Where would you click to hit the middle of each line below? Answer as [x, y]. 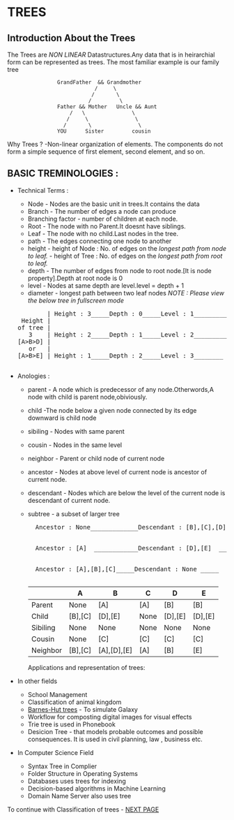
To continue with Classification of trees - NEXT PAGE [83, 809]
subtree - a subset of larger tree [73, 513]
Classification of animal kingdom [75, 702]
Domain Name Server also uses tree [79, 796]
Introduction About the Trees [71, 38]
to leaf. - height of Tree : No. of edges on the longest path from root [125, 256]
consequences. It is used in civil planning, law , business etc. [115, 739]
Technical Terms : [43, 190]
